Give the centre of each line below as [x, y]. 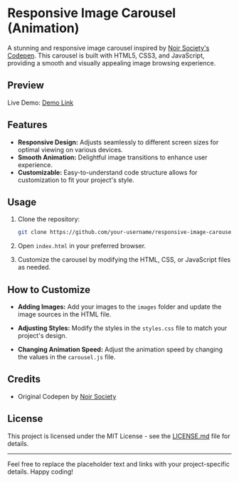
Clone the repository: [49, 219]
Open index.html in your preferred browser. [82, 246]
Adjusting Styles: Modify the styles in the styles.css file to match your [122, 328]
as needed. [34, 267]
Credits [24, 379]
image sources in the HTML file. [64, 314]
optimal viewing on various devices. [70, 149]
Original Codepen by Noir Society [67, 396]
